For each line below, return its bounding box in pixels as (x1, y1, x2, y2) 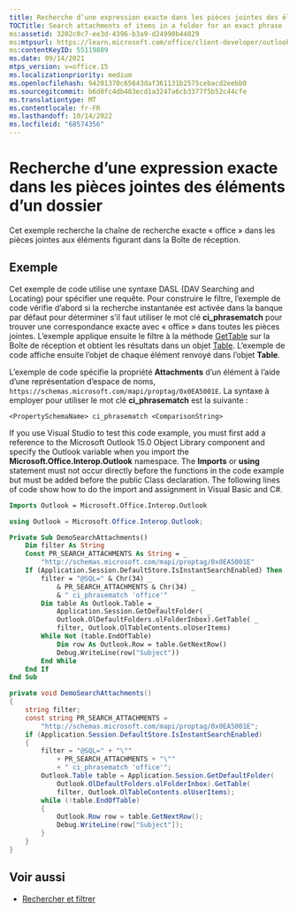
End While (41, 656, 77, 665)
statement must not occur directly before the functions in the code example (9, 465, 285, 475)
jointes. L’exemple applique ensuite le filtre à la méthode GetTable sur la (9, 330, 270, 341)
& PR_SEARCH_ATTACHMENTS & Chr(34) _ (56, 582, 196, 591)
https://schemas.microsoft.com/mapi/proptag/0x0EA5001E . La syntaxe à (9, 385, 270, 396)
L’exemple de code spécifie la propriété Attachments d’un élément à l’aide (9, 367, 281, 377)
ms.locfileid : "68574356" (9, 120, 104, 129)
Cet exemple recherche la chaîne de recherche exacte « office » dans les (9, 225, 276, 236)
